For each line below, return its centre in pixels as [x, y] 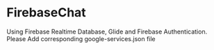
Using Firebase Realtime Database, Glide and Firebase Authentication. [107, 32]
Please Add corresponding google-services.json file [81, 38]
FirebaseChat [46, 13]
